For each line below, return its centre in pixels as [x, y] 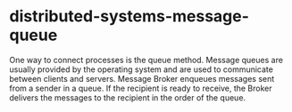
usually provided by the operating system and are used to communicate [142, 69]
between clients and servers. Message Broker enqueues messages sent [142, 78]
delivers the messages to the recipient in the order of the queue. [128, 97]
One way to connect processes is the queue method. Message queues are [146, 60]
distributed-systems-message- [129, 16]
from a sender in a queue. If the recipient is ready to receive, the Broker [141, 88]
